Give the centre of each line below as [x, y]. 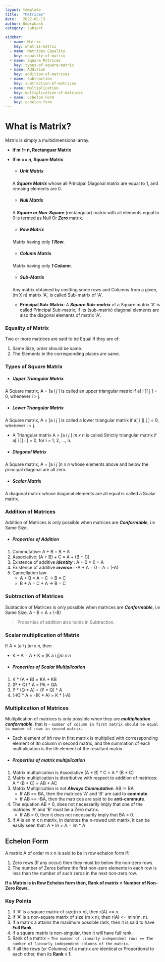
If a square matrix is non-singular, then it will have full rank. [73, 933]
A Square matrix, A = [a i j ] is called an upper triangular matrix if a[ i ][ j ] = [81, 391]
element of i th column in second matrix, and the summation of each [81, 743]
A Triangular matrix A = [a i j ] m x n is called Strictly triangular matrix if [84, 435]
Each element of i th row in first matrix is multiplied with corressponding [85, 738]
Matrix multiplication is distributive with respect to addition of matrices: [85, 778]
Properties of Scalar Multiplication [49, 667]
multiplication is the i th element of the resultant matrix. [68, 749]
